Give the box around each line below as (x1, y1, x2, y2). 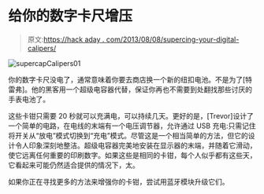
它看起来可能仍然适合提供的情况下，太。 (8, 160, 139, 170)
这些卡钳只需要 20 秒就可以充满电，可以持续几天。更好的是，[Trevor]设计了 (8, 111, 254, 120)
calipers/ (27, 43, 57, 53)
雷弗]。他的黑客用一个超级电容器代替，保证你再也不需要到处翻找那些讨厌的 (8, 84, 253, 94)
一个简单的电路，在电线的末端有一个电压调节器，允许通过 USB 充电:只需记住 (8, 121, 256, 130)
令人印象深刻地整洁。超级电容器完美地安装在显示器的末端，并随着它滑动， (14, 141, 257, 150)
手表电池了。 (8, 94, 50, 104)
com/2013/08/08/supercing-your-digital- (106, 35, 240, 44)
